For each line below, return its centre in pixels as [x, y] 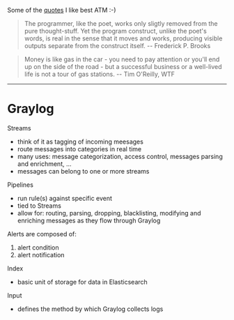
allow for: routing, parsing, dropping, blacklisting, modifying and [109, 213]
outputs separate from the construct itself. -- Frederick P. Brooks [117, 46]
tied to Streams [39, 206]
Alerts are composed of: [42, 234]
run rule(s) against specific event [65, 198]
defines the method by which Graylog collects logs [90, 309]
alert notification [41, 254]
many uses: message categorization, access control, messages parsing [120, 156]
